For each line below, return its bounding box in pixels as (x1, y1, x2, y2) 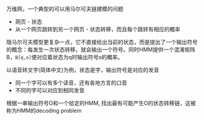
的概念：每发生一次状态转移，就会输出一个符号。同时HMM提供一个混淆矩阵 (6, 46, 195, 53)
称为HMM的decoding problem (6, 107, 82, 114)
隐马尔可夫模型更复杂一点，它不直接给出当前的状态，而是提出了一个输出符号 (6, 39, 198, 45)
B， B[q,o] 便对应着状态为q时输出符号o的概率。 (6, 54, 123, 60)
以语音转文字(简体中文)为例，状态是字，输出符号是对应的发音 (6, 66, 160, 74)
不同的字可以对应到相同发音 (15, 87, 85, 93)
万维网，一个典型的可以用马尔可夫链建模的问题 (6, 5, 123, 12)
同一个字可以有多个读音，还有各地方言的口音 (15, 79, 127, 86)
